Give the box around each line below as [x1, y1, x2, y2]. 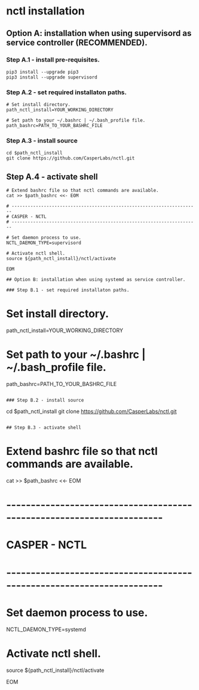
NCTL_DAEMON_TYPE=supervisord [6, 240, 82, 246]
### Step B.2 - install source [6, 397, 84, 403]
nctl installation [6, 4, 85, 18]
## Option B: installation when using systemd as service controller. [6, 277, 186, 283]
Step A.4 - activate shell [6, 171, 98, 182]
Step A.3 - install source [6, 137, 78, 145]
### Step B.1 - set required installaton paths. [6, 287, 130, 293]
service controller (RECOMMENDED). [6, 37, 148, 47]
